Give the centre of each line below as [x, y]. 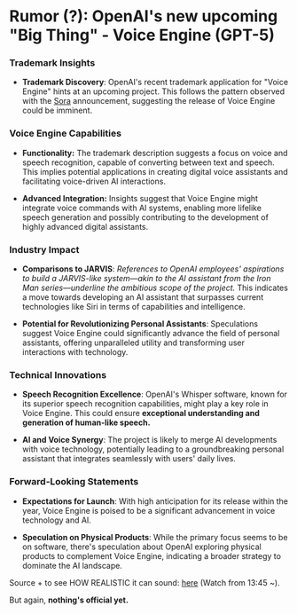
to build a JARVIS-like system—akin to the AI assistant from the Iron [147, 279]
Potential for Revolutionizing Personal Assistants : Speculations [140, 324]
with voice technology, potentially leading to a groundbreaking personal [153, 449]
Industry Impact [44, 249]
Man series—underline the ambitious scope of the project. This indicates [155, 288]
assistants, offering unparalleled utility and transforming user [133, 342]
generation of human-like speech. [86, 422]
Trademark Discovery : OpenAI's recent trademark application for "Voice [155, 83]
